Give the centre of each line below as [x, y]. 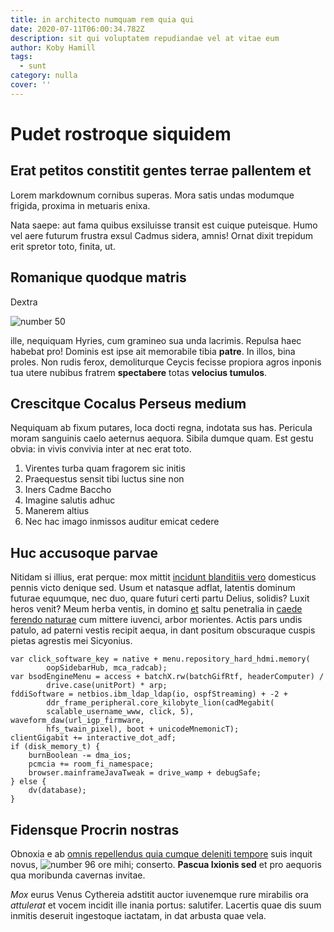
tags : [21, 57]
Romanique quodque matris [98, 277]
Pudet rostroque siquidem [121, 133]
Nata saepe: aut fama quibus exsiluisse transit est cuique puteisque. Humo [164, 225]
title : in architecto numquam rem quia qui [102, 19]
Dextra [24, 302]
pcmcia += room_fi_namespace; [91, 764]
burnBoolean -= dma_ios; [80, 756]
